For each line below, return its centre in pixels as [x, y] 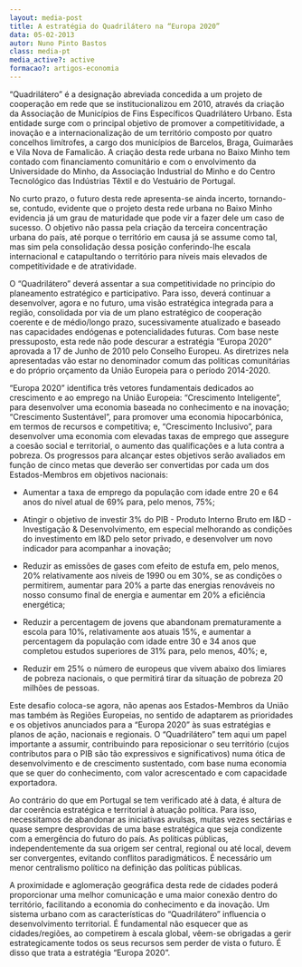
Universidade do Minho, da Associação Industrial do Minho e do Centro [142, 171]
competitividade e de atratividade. [73, 266]
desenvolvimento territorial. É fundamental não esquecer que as [129, 923]
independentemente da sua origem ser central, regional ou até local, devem [151, 848]
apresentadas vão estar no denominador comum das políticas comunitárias [150, 360]
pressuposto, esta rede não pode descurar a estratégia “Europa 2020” [141, 341]
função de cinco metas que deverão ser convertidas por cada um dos [139, 464]
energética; [44, 604]
